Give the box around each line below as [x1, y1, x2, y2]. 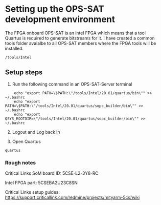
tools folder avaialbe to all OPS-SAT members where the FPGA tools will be [5, 40, 157, 46]
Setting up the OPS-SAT [5, 3, 104, 15]
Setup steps [5, 68, 43, 77]
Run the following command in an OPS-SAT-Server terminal [12, 81, 133, 87]
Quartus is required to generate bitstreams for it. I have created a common [5, 35, 155, 41]
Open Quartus [12, 138, 41, 144]
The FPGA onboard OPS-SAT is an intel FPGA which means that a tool [5, 30, 146, 36]
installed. [5, 45, 23, 51]
